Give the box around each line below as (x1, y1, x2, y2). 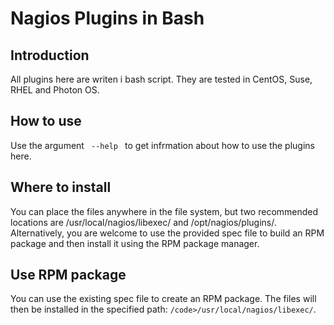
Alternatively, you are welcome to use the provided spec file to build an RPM (10, 227, 325, 239)
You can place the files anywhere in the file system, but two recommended (10, 205, 319, 217)
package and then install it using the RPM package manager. (10, 237, 260, 249)
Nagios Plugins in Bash (10, 7, 205, 30)
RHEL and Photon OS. (10, 84, 100, 96)
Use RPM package (10, 267, 127, 284)
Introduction (10, 47, 90, 64)
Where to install (10, 179, 112, 196)
